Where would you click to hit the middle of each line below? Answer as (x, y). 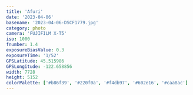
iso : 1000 (18, 39)
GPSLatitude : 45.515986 (35, 61)
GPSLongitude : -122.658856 (39, 66)
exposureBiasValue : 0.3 (35, 50)
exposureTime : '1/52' (33, 55)
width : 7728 (21, 72)
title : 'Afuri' (25, 12)
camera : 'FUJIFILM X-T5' (36, 34)
